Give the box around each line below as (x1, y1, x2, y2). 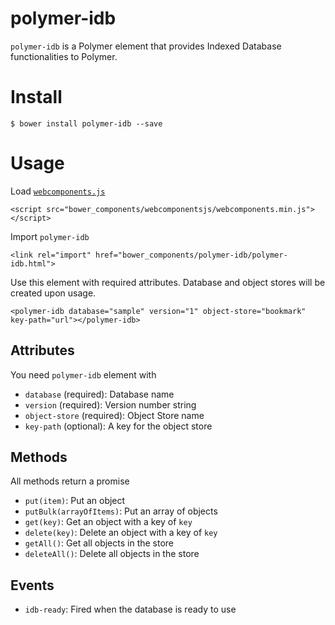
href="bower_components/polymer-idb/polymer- (95, 250, 288, 260)
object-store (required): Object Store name (24, 409, 205, 421)
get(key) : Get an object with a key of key (24, 516, 193, 528)
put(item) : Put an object (24, 495, 126, 507)
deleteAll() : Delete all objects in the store (24, 548, 200, 560)
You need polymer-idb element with (10, 368, 157, 381)
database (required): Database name (24, 388, 175, 400)
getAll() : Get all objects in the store (24, 537, 175, 549)
